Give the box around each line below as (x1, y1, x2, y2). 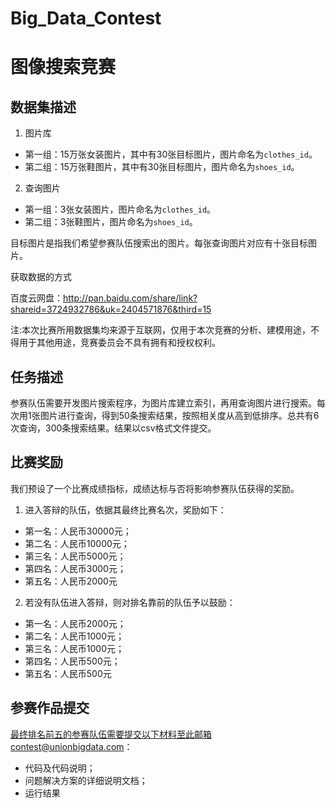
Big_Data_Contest (10, 7, 162, 30)
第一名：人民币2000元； (24, 617, 127, 629)
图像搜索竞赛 (10, 56, 117, 79)
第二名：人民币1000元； (24, 630, 125, 642)
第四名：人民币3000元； (24, 562, 127, 574)
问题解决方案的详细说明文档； (24, 774, 148, 786)
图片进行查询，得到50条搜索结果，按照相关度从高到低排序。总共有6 (39, 410, 320, 421)
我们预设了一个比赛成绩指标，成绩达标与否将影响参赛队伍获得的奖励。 (10, 482, 300, 494)
